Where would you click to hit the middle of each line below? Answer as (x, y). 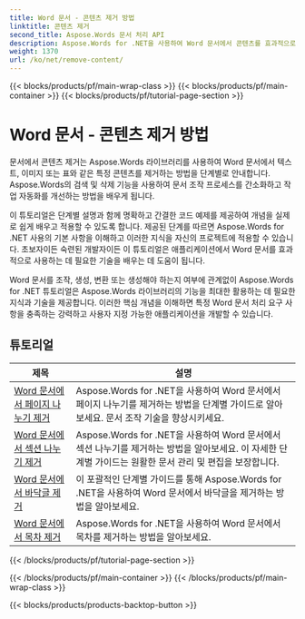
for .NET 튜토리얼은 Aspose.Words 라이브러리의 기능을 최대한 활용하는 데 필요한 (152, 290)
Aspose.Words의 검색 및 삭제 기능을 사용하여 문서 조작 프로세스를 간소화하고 (146, 184)
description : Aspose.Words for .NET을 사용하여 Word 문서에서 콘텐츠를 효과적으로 (153, 43)
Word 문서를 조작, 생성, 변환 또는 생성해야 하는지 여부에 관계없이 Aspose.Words (152, 280)
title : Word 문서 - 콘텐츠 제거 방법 (72, 18)
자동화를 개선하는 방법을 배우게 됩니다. (87, 195)
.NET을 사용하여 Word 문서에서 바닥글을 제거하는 (175, 493)
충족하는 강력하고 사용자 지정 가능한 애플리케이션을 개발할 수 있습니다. (150, 313)
